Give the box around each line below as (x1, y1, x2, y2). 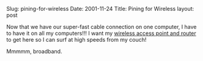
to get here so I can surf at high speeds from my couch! (6, 36, 147, 43)
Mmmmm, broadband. (6, 48, 62, 55)
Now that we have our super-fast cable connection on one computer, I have (6, 24, 197, 30)
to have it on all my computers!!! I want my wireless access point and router (6, 30, 197, 37)
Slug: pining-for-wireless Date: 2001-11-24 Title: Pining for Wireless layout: (6, 5, 194, 12)
